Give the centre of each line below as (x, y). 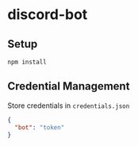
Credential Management (69, 86)
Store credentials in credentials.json (69, 106)
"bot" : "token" (40, 127)
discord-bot (48, 15)
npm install (27, 62)
